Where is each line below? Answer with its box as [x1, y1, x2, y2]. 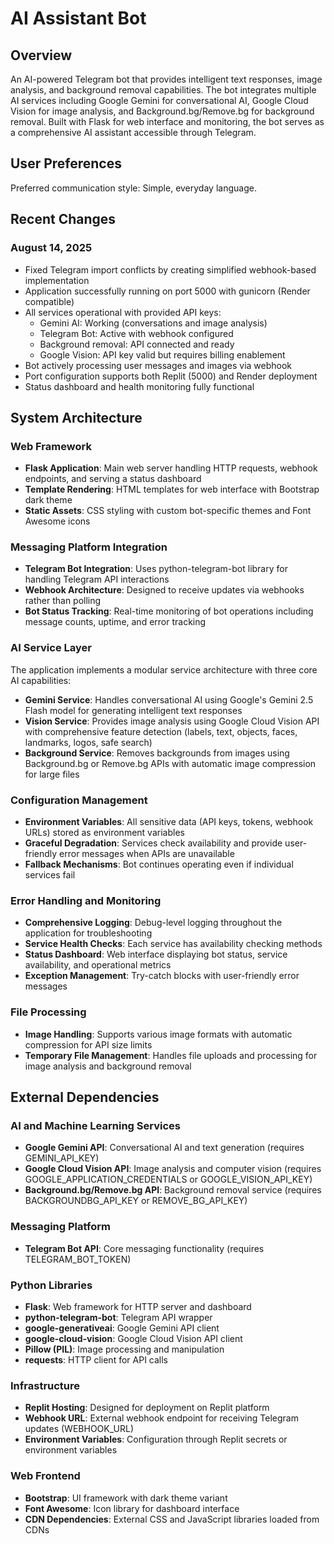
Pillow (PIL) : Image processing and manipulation [24, 1343, 225, 1355]
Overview [10, 47, 73, 64]
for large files [24, 768, 80, 780]
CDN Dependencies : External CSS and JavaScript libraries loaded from [24, 1513, 320, 1525]
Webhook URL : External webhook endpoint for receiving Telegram [24, 1412, 299, 1424]
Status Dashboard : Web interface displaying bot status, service [24, 948, 288, 961]
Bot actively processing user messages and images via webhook [24, 359, 293, 371]
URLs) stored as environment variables [24, 827, 185, 839]
